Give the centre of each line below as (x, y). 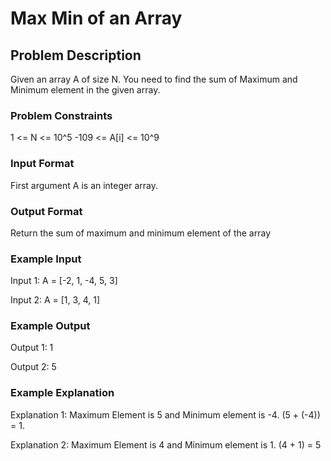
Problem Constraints (61, 115)
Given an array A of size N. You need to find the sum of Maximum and (154, 79)
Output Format (46, 211)
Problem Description (76, 55)
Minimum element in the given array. (85, 90)
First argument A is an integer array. (84, 185)
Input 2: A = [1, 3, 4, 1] (55, 300)
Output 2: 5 (33, 367)
